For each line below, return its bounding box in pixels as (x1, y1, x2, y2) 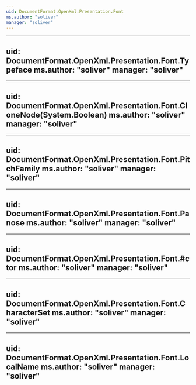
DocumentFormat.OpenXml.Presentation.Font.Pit (6, 154, 190, 164)
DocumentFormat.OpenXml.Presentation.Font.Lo (6, 352, 190, 363)
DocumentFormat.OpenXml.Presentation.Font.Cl (6, 101, 188, 111)
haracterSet (6, 308, 51, 318)
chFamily (6, 164, 41, 174)
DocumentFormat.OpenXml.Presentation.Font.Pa (6, 209, 190, 219)
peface (6, 65, 32, 75)
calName (6, 362, 40, 372)
